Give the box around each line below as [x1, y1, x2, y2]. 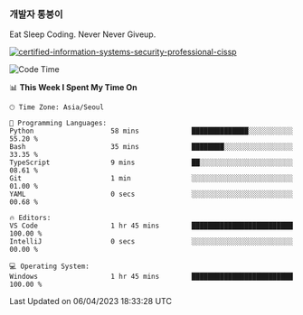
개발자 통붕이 [9, 7, 63, 20]
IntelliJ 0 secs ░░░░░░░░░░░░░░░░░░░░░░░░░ [9, 237, 294, 246]
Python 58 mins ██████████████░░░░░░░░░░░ [9, 126, 294, 136]
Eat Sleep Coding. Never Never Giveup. [9, 29, 156, 40]
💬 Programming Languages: [9, 119, 107, 128]
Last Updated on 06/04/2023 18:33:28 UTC [9, 296, 172, 307]
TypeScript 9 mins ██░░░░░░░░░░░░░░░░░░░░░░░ [9, 158, 294, 168]
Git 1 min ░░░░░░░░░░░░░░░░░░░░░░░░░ [9, 174, 294, 183]
